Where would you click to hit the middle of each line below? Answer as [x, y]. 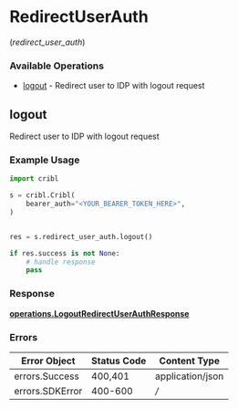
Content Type [190, 361]
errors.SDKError [48, 391]
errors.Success [47, 376]
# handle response [61, 262]
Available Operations [57, 66]
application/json [189, 376]
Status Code [119, 361]
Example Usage [45, 160]
